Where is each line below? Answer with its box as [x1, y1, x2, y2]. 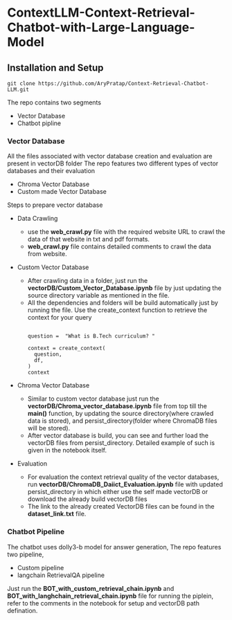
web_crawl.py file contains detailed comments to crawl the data [27, 242, 211, 250]
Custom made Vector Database [17, 188, 107, 196]
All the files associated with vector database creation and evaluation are [7, 152, 213, 161]
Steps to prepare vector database [7, 201, 103, 209]
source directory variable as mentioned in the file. [27, 291, 170, 300]
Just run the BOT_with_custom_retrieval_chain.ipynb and [7, 584, 175, 592]
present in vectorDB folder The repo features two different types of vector [7, 159, 219, 167]
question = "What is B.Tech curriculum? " [27, 333, 156, 340]
